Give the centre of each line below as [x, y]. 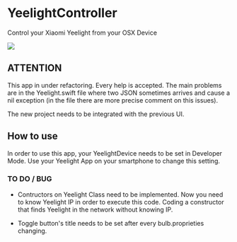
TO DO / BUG [30, 179]
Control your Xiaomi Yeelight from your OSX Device [82, 33]
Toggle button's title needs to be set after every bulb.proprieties [111, 223]
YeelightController [63, 13]
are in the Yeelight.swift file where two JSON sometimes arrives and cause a [119, 93]
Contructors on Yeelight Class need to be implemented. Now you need [120, 194]
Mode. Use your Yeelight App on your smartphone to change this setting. [114, 161]
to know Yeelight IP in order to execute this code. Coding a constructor [121, 202]
